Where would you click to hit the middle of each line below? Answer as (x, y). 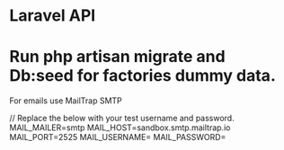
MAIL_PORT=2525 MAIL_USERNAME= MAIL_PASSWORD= (118, 137)
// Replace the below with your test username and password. (122, 119)
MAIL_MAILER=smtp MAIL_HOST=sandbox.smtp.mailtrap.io (120, 128)
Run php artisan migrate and (118, 57)
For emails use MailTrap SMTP (66, 101)
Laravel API (53, 16)
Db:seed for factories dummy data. (142, 76)
